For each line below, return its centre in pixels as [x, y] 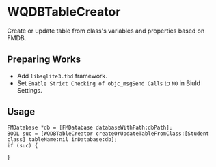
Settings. [29, 90]
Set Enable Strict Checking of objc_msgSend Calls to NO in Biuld [108, 83]
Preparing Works [44, 60]
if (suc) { [23, 145]
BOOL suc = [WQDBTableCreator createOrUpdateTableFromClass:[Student [108, 134]
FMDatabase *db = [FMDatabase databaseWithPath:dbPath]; [90, 127]
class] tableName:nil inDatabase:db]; [62, 139]
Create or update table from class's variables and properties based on [106, 31]
